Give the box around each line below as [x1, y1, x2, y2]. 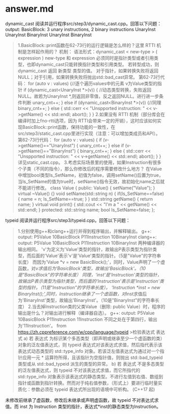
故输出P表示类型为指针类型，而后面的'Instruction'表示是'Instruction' [17, 278, 160, 284]
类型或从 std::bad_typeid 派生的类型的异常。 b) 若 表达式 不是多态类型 [17, 361, 164, 367]
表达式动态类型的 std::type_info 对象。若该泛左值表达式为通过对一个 [17, 348, 160, 354]
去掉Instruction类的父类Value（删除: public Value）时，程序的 [36, 303, 165, 310]
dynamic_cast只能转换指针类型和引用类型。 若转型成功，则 [35, 61, 159, 67]
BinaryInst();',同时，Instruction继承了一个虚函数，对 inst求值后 [17, 291, 147, 297]
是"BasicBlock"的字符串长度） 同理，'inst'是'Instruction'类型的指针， [17, 271, 162, 278]
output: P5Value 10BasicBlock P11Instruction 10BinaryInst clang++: [17, 234, 157, 240]
